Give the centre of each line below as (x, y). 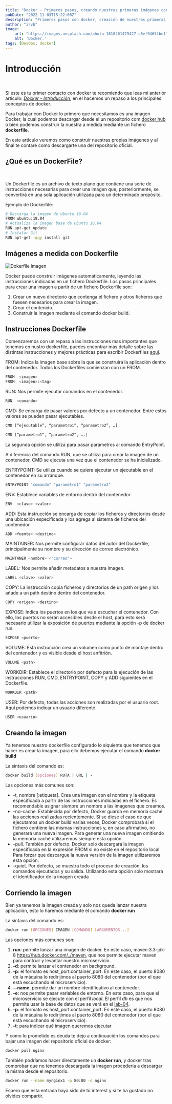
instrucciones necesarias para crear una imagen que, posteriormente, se (82, 189)
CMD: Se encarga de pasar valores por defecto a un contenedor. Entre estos (86, 411)
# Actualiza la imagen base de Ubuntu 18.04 (53, 223)
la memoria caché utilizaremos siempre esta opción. (68, 839)
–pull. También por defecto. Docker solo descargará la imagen (78, 844)
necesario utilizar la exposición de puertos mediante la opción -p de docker (85, 623)
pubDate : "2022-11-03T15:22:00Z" (41, 15)
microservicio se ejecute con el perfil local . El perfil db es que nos (82, 999)
